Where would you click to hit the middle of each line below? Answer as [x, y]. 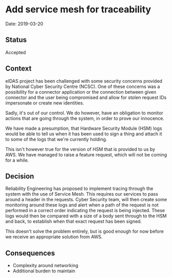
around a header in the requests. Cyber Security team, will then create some [86, 200]
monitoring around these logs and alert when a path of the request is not [82, 205]
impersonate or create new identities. [45, 103]
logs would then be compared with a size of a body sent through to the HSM [86, 216]
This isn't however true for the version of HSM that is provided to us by [80, 149]
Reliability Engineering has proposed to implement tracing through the [79, 188]
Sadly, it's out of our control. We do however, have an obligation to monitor [84, 113]
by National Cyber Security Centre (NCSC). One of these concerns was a [83, 86]
